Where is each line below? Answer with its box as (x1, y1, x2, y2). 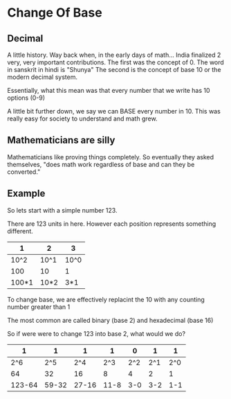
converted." (7, 168, 41, 176)
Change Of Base (7, 5, 102, 21)
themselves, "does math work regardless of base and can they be (7, 160, 195, 168)
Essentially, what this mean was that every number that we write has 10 (7, 87, 210, 94)
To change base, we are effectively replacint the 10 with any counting (7, 295, 205, 303)
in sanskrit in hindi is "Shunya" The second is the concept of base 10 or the (7, 66, 221, 73)
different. (7, 227, 33, 235)
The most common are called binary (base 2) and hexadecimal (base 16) (7, 316, 214, 324)
